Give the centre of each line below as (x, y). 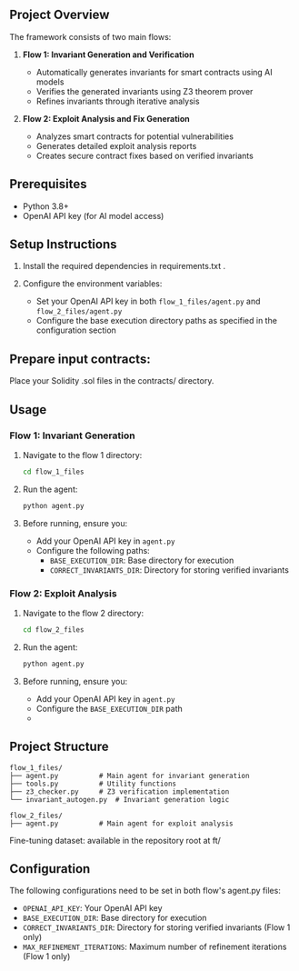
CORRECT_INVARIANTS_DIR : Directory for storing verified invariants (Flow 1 (156, 927)
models (50, 82)
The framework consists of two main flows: (90, 36)
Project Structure (59, 747)
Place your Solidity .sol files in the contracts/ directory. (112, 381)
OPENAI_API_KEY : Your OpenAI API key (92, 908)
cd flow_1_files (53, 472)
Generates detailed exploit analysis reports (116, 145)
